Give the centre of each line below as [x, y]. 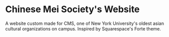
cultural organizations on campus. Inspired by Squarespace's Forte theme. [83, 28]
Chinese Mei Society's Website [73, 9]
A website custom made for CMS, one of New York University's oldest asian [84, 23]
